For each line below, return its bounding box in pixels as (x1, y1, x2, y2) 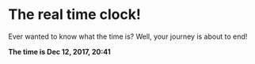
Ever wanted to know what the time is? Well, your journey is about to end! (8, 32, 248, 41)
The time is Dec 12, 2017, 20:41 (8, 47, 111, 56)
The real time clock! (8, 6, 141, 24)
